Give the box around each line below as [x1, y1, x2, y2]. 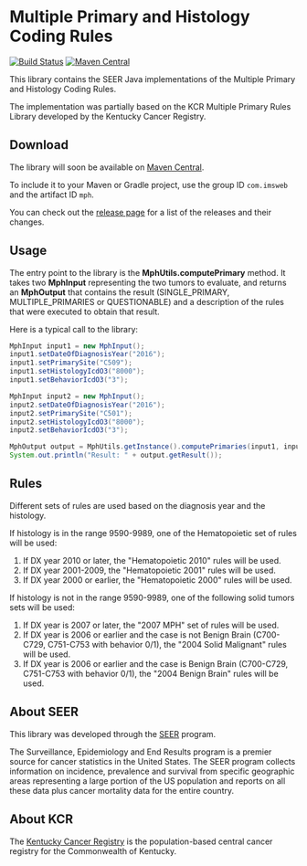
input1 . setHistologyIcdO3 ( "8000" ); [9, 367, 145, 376]
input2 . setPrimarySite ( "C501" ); [9, 408, 132, 417]
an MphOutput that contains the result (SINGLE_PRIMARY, [9, 286, 230, 298]
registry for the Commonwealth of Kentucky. [9, 845, 176, 856]
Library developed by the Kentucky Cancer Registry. [9, 111, 206, 121]
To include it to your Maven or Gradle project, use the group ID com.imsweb [9, 179, 288, 190]
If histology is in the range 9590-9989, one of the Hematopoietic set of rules [9, 527, 297, 538]
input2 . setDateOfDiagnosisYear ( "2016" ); [9, 400, 166, 409]
